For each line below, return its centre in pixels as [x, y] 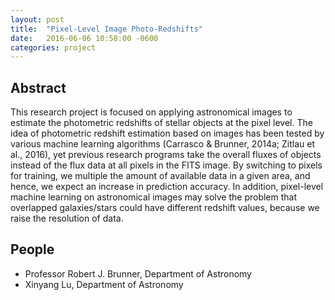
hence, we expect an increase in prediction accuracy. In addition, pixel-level [167, 187]
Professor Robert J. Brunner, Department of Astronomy [138, 273]
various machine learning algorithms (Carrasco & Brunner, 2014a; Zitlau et [162, 144]
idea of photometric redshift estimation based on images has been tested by [167, 133]
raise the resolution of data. [67, 218]
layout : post [37, 19]
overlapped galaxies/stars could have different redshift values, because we [165, 208]
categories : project [53, 47]
